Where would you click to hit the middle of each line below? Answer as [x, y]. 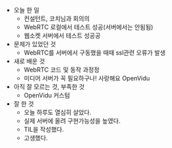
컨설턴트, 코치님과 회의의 [57, 18]
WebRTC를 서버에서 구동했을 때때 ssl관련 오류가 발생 [95, 53]
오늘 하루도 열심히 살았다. [58, 112]
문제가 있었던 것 [34, 44]
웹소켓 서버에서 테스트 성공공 [62, 35]
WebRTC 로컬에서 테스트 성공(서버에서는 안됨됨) [88, 27]
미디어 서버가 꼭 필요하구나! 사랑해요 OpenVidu [87, 78]
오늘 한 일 [26, 10]
